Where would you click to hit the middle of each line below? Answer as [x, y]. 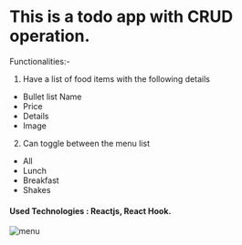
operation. [50, 36]
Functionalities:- [40, 61]
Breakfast [41, 180]
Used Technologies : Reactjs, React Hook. [90, 210]
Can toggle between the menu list [86, 143]
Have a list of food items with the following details [116, 78]
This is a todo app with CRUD [121, 17]
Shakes [37, 189]
